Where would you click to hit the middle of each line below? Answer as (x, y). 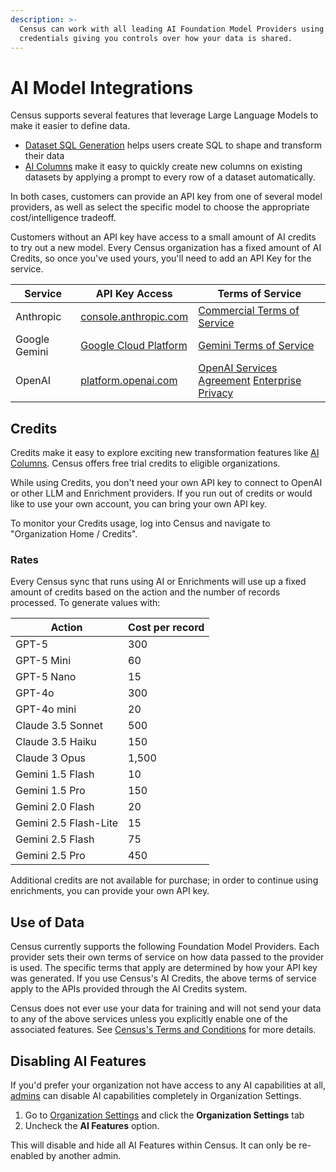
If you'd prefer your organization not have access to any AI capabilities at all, (168, 1085)
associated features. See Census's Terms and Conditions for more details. (163, 1030)
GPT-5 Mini (43, 661)
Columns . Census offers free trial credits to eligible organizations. (145, 463)
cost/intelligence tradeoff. (63, 218)
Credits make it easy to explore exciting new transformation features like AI (165, 453)
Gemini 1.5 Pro (50, 791)
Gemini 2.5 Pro (50, 856)
